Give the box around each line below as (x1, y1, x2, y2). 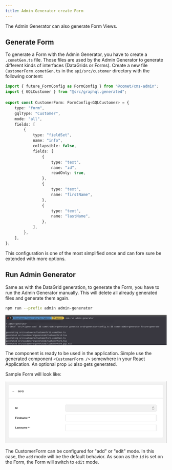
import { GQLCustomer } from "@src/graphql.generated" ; (5, 89, 127, 94)
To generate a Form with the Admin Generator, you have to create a (5, 51, 147, 57)
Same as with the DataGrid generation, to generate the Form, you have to (5, 284, 160, 290)
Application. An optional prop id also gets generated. (5, 361, 117, 367)
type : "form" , (14, 105, 45, 110)
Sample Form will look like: (5, 371, 61, 377)
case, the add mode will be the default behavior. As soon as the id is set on (5, 454, 163, 460)
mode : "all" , (14, 116, 42, 122)
